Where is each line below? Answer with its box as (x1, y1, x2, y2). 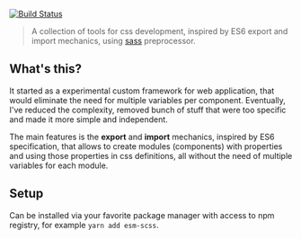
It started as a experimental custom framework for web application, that (9, 85, 275, 96)
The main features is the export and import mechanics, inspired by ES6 (9, 131, 275, 142)
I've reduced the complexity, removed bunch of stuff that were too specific (9, 104, 287, 115)
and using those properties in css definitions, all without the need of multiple (9, 150, 293, 161)
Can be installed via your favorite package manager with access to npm (9, 209, 275, 220)
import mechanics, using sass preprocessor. (31, 36, 196, 46)
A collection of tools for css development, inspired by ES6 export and (31, 26, 288, 36)
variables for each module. (9, 160, 109, 171)
